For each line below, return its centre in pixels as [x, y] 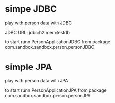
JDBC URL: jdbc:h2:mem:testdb [38, 32]
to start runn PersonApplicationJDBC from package [58, 42]
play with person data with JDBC [39, 23]
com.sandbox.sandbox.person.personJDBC [50, 47]
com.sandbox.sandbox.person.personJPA [48, 95]
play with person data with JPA [37, 80]
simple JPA [29, 67]
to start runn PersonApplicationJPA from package [56, 90]
